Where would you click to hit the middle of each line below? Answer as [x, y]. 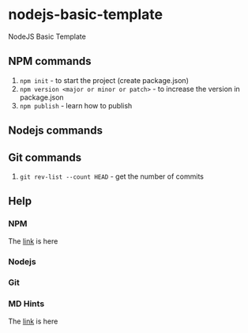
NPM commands [50, 61]
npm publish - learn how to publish [76, 105]
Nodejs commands [55, 131]
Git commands [45, 157]
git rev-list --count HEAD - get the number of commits [111, 176]
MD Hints [26, 304]
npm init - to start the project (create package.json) [104, 80]
